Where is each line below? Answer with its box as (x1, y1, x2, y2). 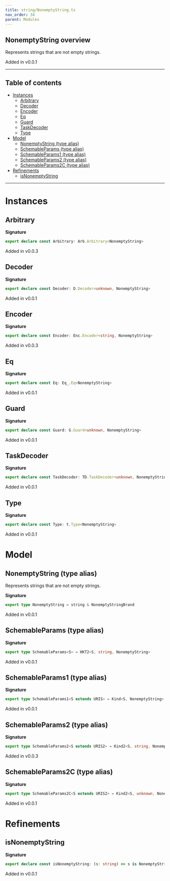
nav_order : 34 (5, 12, 35, 17)
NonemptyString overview (5, 36, 91, 44)
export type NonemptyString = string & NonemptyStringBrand (5, 602, 135, 607)
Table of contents (5, 78, 62, 87)
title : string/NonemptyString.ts (5, 7, 76, 13)
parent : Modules (5, 17, 39, 22)
